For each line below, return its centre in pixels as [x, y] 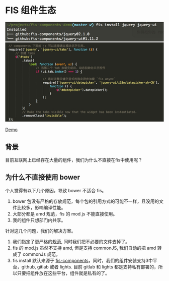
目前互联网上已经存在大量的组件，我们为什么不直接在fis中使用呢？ [74, 160]
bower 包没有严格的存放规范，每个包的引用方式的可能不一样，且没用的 [86, 201]
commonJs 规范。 [41, 254]
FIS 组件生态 [31, 10]
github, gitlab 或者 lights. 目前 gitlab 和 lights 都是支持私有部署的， [90, 267]
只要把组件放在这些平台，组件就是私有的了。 [63, 273]
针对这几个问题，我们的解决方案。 [40, 231]
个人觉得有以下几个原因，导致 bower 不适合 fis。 [56, 190]
